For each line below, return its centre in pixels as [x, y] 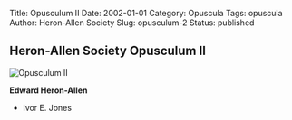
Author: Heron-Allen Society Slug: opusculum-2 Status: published [132, 23]
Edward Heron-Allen [49, 90]
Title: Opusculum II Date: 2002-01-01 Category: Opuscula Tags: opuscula [146, 13]
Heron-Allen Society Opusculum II [108, 51]
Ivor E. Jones [47, 107]
